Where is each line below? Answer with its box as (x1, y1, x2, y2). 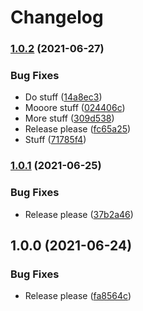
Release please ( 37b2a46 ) (24, 208, 134, 220)
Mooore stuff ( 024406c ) (24, 102, 126, 114)
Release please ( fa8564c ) (24, 290, 132, 302)
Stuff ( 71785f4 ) (24, 134, 87, 146)
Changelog (10, 6, 104, 29)
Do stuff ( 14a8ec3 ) (24, 91, 103, 103)
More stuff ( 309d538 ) (24, 112, 115, 125)
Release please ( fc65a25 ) (24, 123, 132, 135)
